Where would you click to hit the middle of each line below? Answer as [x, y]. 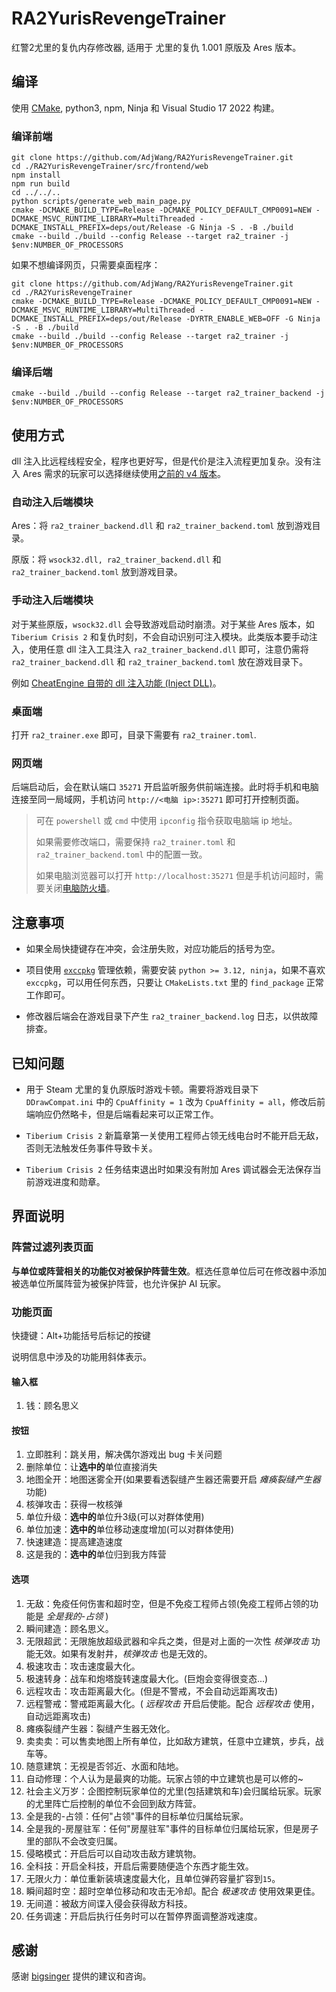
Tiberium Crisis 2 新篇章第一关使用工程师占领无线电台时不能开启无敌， [174, 1135]
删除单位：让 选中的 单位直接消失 [91, 1467]
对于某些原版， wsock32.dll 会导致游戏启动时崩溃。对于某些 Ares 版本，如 [163, 624]
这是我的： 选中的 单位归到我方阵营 [96, 1554]
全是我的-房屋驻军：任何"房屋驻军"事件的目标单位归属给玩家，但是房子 [172, 1828]
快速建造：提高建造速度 [74, 1542]
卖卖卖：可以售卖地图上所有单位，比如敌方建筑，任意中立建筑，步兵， [170, 1741]
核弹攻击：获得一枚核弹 [74, 1504]
